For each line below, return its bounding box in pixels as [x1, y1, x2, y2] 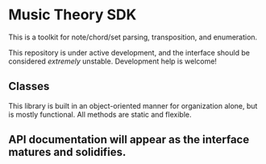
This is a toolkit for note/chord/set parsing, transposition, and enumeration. [8, 32, 258, 42]
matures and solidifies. [8, 146, 127, 159]
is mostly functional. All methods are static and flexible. [8, 109, 192, 119]
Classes [8, 80, 50, 93]
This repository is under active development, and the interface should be [8, 47, 250, 57]
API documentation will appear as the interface [8, 133, 250, 146]
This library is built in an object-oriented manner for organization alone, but [8, 100, 258, 110]
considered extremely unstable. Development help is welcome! [8, 56, 218, 66]
